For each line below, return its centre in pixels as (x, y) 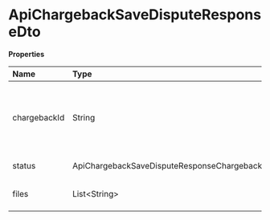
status (24, 165)
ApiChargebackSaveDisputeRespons (135, 15)
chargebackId (39, 117)
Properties (27, 54)
